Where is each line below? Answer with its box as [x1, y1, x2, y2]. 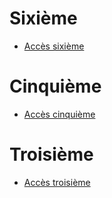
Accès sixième [23, 40, 85, 52]
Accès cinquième [23, 108, 96, 120]
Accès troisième [23, 176, 91, 188]
